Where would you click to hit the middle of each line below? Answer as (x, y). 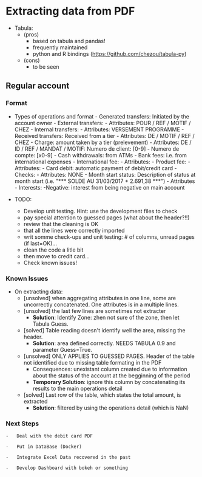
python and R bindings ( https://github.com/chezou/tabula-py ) (109, 53)
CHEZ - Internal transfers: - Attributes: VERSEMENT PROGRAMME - (99, 129)
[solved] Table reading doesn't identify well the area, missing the (104, 330)
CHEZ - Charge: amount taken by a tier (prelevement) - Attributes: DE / (103, 142)
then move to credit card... (57, 256)
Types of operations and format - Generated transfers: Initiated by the (102, 116)
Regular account (38, 86)
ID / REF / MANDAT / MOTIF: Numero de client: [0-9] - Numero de (97, 149)
